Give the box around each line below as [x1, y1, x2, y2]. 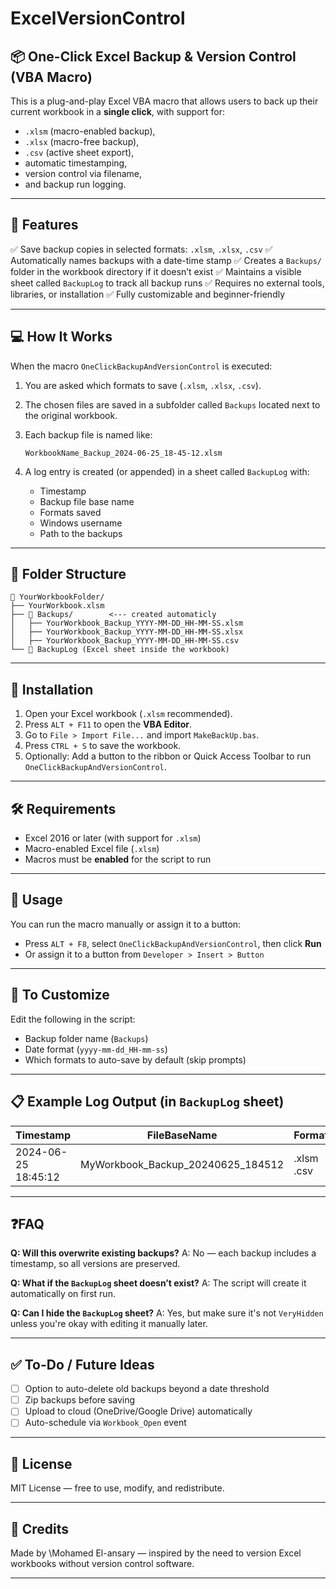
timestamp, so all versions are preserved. [10, 1258, 181, 1270]
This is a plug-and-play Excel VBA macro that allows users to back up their [10, 95, 319, 107]
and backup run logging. [24, 178, 127, 190]
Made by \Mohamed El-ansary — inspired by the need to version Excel [10, 1547, 302, 1559]
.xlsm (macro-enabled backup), [24, 125, 156, 137]
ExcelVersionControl [10, 7, 186, 30]
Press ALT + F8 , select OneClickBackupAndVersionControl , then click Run [24, 937, 322, 949]
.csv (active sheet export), [24, 147, 135, 158]
